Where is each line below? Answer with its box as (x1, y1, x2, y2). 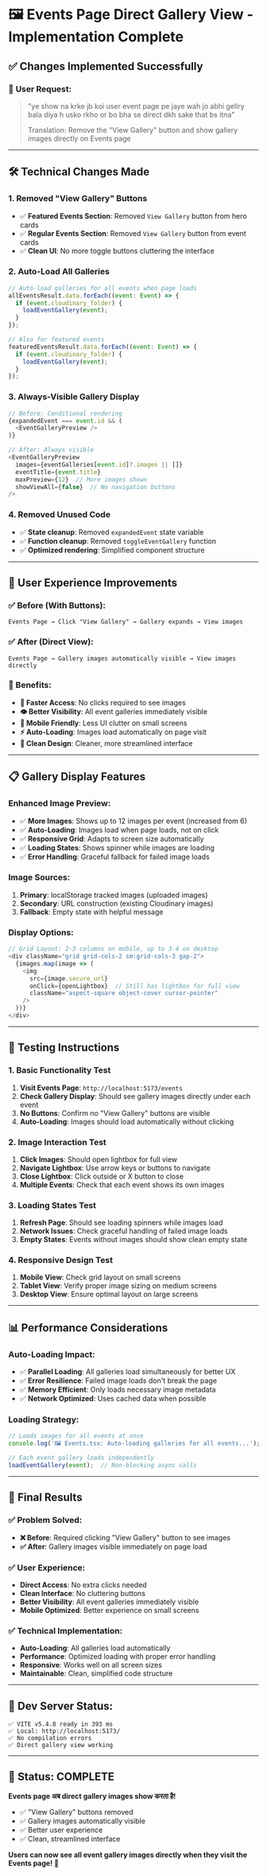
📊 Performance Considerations (8, 1321, 168, 1334)
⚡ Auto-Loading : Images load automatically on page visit (19, 727, 207, 736)
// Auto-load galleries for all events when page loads (8, 284, 197, 292)
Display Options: (8, 926, 74, 938)
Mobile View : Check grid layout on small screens (19, 1272, 181, 1282)
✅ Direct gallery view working (8, 1742, 114, 1750)
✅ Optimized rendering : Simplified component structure (19, 545, 205, 554)
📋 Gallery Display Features (8, 770, 146, 783)
